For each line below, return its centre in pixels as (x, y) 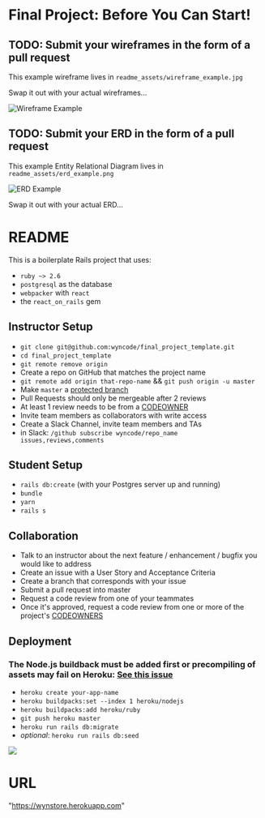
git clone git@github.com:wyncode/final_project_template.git (127, 347)
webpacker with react (55, 293)
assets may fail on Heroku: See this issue (91, 675)
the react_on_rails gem (60, 301)
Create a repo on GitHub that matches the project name (113, 372)
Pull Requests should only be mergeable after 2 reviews (113, 398)
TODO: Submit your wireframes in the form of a (130, 45)
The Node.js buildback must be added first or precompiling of (132, 664)
